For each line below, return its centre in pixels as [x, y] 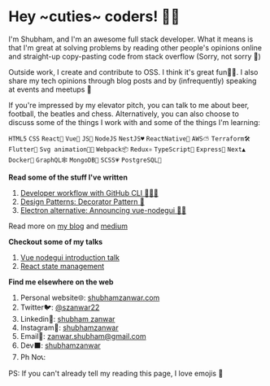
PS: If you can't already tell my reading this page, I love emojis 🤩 [116, 373]
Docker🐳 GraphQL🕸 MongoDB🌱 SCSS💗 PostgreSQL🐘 [85, 160]
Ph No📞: [33, 357]
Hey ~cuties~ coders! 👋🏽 [94, 17]
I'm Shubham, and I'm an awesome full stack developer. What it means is [131, 39]
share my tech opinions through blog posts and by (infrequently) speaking [133, 80]
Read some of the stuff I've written [68, 177]
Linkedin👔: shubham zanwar [67, 319]
